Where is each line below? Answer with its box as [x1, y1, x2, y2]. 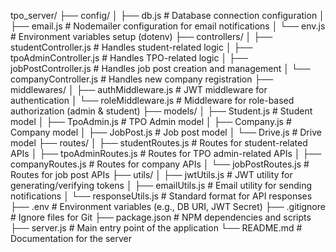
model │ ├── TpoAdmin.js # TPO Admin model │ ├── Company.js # [10, 116, 292, 127]
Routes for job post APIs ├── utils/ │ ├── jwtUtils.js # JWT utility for [10, 169, 293, 180]
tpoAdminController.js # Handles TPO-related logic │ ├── [10, 52, 248, 64]
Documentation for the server [10, 233, 132, 244]
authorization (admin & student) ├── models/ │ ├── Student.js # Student [10, 105, 313, 117]
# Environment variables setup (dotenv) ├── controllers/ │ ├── [10, 31, 273, 42]
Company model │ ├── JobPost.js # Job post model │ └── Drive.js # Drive [10, 126, 322, 138]
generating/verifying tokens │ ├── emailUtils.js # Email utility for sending [10, 180, 313, 191]
